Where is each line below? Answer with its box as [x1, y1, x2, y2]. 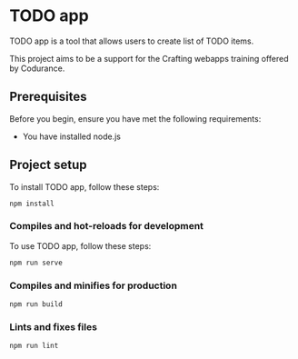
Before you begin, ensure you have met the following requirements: [9, 113, 262, 124]
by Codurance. [9, 63, 65, 74]
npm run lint [9, 342, 59, 351]
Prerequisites [9, 89, 87, 105]
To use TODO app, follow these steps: [9, 240, 152, 251]
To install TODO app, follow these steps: [9, 181, 160, 192]
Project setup [9, 157, 88, 173]
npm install [9, 199, 55, 208]
